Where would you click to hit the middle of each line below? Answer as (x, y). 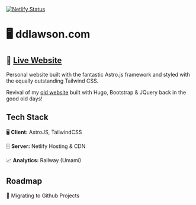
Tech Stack (27, 117)
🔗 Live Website (34, 60)
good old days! (24, 99)
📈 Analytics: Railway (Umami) (44, 160)
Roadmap (24, 181)
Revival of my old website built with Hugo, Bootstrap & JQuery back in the (96, 92)
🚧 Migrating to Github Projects (43, 195)
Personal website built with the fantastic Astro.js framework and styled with (98, 75)
